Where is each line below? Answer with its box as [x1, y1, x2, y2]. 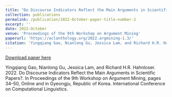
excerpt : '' [5, 21, 31, 27]
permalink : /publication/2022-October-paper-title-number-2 [5, 17, 137, 22]
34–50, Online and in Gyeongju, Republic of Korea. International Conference [5, 80, 165, 86]
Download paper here [5, 54, 51, 60]
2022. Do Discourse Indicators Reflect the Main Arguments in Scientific [5, 70, 156, 76]
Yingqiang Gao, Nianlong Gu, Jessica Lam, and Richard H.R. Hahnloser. [5, 64, 156, 70]
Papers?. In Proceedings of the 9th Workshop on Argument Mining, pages [5, 75, 161, 81]
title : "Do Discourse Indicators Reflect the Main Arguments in [5, 7, 145, 13]
